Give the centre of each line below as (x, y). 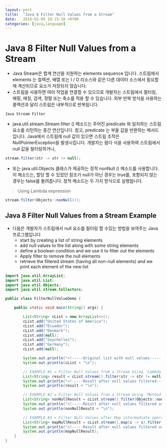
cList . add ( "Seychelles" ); (50, 340)
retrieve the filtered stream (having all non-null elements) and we (86, 261)
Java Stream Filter (25, 114)
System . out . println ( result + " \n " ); (61, 386)
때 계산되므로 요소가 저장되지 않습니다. (49, 86)
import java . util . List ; (30, 280)
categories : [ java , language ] (35, 24)
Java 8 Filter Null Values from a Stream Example (81, 216)
